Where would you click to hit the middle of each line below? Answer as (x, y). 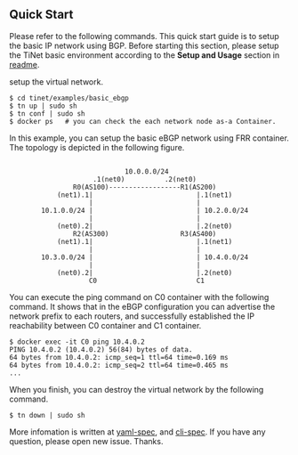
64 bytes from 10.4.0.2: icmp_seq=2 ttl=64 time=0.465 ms (119, 365)
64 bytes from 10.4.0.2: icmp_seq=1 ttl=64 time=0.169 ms (119, 357)
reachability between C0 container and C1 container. (105, 325)
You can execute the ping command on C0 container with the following (139, 297)
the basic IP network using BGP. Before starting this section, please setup (144, 45)
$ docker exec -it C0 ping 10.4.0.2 (77, 342)
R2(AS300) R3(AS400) (145, 234)
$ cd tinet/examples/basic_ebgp (69, 98)
